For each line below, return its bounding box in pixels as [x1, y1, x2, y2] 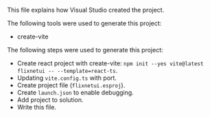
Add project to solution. [16, 96, 84, 104]
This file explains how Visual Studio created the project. [7, 6, 165, 14]
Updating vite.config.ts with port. [16, 74, 117, 82]
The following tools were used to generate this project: [7, 19, 162, 27]
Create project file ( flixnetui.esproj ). [16, 81, 126, 89]
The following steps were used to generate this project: [7, 46, 163, 54]
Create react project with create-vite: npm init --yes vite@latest [16, 59, 204, 67]
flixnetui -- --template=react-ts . [16, 67, 118, 74]
